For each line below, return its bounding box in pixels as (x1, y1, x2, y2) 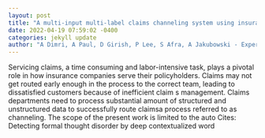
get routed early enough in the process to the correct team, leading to (8, 80, 235, 89)
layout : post (8, 11, 51, 20)
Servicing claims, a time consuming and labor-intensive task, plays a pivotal (8, 62, 255, 72)
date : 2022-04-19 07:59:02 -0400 (8, 26, 118, 34)
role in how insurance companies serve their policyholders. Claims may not (8, 71, 252, 80)
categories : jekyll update (8, 33, 97, 42)
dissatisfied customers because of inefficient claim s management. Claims (8, 88, 250, 97)
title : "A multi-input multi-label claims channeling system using (8, 19, 235, 27)
